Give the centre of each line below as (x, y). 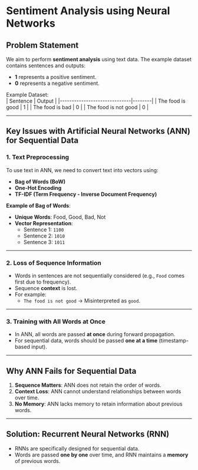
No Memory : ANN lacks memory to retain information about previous (98, 404)
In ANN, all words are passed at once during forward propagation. (95, 334)
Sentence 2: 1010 (44, 236)
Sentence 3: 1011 (44, 242)
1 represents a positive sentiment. (55, 77)
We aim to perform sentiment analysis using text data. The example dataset (99, 59)
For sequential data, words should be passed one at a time (86, 341)
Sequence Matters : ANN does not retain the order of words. (88, 385)
